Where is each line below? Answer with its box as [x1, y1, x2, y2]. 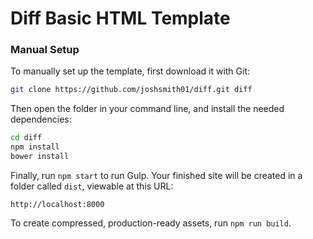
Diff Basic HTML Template [10, 7, 231, 30]
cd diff [10, 133, 43, 143]
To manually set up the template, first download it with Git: [10, 65, 251, 77]
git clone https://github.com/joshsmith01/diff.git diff [10, 85, 253, 95]
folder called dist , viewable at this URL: [10, 180, 174, 192]
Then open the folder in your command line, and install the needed [10, 103, 285, 115]
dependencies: [10, 113, 72, 126]
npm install [10, 142, 60, 152]
